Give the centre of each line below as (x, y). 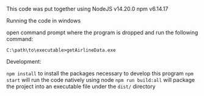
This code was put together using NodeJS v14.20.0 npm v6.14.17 (87, 9)
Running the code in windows (44, 20)
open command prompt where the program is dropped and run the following (102, 32)
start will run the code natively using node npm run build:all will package (101, 80)
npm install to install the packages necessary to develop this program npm (100, 73)
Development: (24, 61)
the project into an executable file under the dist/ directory (81, 86)
